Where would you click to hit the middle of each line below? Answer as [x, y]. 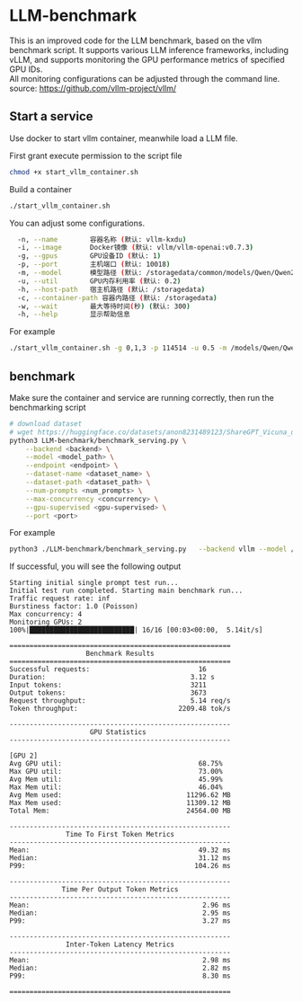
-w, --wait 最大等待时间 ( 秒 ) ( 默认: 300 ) [104, 306]
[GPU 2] [24, 756]
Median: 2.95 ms [120, 913]
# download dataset [46, 423]
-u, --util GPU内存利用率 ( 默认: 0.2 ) [99, 281]
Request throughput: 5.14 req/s [120, 701]
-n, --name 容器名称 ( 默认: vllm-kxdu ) [102, 239]
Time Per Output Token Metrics [120, 890]
